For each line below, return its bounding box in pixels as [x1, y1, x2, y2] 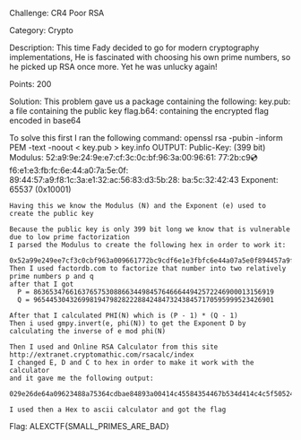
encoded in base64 [9, 116, 82, 125]
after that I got [9, 280, 74, 289]
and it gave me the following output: [9, 374, 154, 383]
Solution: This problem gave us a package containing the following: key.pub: [9, 96, 291, 107]
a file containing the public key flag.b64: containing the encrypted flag [9, 106, 269, 116]
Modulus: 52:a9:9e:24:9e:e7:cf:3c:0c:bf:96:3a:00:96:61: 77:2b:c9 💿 [9, 152, 258, 162]
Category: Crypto [9, 25, 73, 35]
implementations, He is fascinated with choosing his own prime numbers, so [9, 52, 291, 62]
